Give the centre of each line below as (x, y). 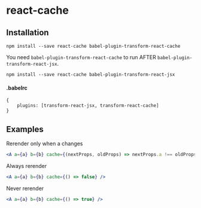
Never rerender (25, 188)
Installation (28, 33)
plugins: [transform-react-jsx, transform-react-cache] (88, 106)
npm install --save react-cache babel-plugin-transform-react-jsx (91, 75)
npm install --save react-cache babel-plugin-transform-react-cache (93, 46)
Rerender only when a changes (45, 143)
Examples (25, 129)
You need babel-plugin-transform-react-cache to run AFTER (81, 57)
